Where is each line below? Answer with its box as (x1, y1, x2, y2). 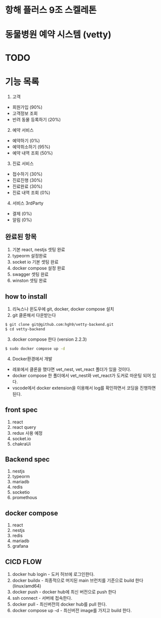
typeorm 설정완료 (12, 253, 47, 259)
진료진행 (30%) (12, 177, 43, 183)
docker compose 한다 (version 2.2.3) (12, 336, 87, 342)
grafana (12, 543, 29, 549)
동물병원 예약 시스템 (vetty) (5, 29, 112, 40)
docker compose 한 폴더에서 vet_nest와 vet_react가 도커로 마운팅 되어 (12, 372, 152, 378)
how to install (5, 292, 47, 301)
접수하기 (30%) (12, 171, 43, 177)
